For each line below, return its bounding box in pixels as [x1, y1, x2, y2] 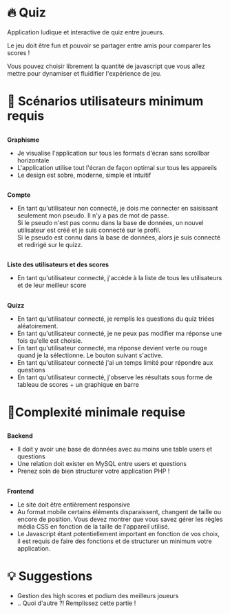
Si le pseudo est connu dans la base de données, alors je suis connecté [17, 233, 221, 242]
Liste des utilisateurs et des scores [7, 260, 109, 269]
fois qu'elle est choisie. [17, 336, 83, 345]
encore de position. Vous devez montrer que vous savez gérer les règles [17, 515, 223, 523]
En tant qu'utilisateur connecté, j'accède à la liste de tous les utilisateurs [17, 274, 222, 282]
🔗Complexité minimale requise [7, 404, 186, 420]
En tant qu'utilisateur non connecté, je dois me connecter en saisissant [17, 204, 218, 212]
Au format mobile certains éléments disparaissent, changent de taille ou [17, 507, 222, 516]
